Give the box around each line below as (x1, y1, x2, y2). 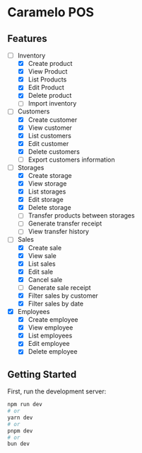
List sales (28, 259, 56, 268)
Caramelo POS (7, 4, 94, 21)
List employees (28, 331, 73, 340)
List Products (28, 75, 67, 84)
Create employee (28, 315, 78, 324)
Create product (28, 60, 73, 68)
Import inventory (28, 99, 77, 108)
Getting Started (7, 368, 77, 380)
